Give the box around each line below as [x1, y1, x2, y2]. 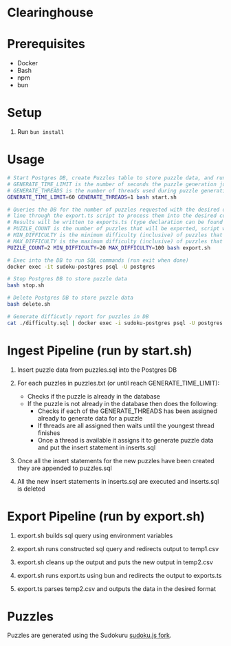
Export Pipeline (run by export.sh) [7, 509, 205, 524]
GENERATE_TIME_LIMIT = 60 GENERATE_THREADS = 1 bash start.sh [7, 194, 177, 201]
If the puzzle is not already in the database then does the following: [27, 399, 219, 408]
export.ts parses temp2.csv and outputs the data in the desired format [16, 584, 217, 592]
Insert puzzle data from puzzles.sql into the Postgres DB [16, 366, 177, 374]
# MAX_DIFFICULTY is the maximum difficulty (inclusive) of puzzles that [7, 238, 223, 245]
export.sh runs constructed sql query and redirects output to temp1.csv [16, 544, 219, 553]
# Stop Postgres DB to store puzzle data [7, 276, 128, 282]
